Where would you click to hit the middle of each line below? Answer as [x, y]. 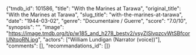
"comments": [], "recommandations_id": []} [58, 46]
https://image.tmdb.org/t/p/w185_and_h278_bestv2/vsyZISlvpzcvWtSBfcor [99, 33]
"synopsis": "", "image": [35, 27]
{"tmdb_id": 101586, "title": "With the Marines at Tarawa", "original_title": [94, 8]
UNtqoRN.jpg [22, 39]
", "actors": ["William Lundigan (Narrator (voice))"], [100, 39]
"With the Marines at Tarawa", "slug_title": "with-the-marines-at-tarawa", [94, 15]
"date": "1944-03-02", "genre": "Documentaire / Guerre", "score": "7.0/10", [97, 21]
